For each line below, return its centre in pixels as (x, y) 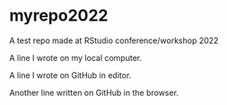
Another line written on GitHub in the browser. (94, 92)
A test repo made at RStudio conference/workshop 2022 (114, 40)
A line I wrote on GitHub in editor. (70, 75)
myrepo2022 (59, 16)
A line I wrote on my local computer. (75, 57)
